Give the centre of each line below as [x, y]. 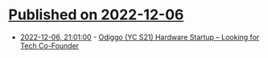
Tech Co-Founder [49, 45]
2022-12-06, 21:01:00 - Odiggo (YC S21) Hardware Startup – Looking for [140, 37]
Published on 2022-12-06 [96, 15]
